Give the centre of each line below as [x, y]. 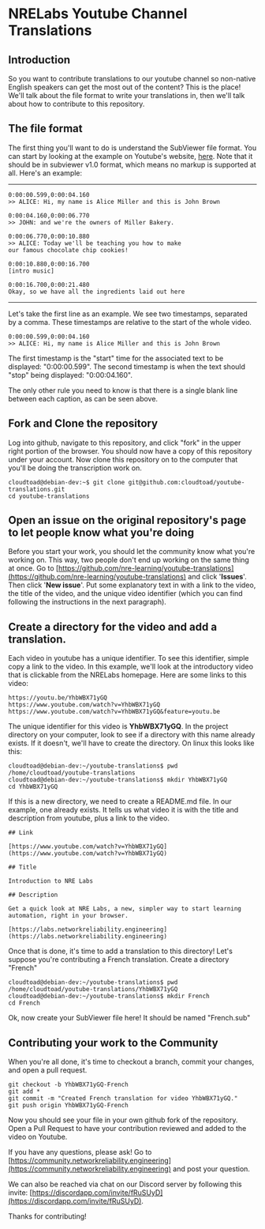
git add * [24, 1091]
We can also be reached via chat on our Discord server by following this [125, 1184]
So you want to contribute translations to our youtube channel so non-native [132, 79]
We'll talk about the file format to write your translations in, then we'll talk [127, 95]
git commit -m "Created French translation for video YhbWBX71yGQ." [123, 1099]
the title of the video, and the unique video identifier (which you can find [125, 594]
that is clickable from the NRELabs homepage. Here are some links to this [127, 675]
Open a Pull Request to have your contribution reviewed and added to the [127, 1129]
